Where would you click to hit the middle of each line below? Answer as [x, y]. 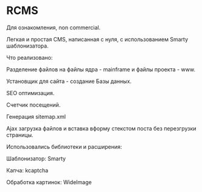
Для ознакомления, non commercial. [54, 27]
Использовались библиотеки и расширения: [64, 146]
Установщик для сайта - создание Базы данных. [69, 81]
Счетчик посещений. [33, 105]
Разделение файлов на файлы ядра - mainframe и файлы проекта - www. [101, 69]
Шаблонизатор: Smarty [36, 158]
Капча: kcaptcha [27, 170]
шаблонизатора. [27, 46]
